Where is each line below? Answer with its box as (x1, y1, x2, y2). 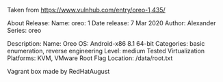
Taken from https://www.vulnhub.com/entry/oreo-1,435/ (7, 6, 166, 14)
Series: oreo (7, 27, 42, 34)
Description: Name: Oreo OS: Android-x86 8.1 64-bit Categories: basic (7, 40, 205, 47)
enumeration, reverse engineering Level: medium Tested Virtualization (7, 47, 205, 55)
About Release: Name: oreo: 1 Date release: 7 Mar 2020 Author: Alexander (7, 19, 217, 27)
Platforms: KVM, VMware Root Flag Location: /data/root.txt (7, 54, 173, 62)
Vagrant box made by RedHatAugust (7, 68, 110, 75)
